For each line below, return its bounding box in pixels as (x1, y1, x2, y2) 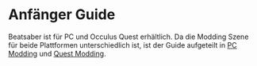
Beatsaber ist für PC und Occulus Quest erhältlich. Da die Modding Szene (8, 32, 249, 41)
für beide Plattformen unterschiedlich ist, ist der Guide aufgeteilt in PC (8, 40, 237, 49)
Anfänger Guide (8, 6, 116, 24)
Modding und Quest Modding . (8, 49, 106, 58)
